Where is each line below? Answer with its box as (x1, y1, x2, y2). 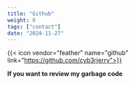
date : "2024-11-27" (7, 29, 64, 37)
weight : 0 (7, 17, 36, 24)
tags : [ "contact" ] (7, 23, 61, 30)
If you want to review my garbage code (7, 70, 123, 78)
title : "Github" (7, 10, 55, 17)
